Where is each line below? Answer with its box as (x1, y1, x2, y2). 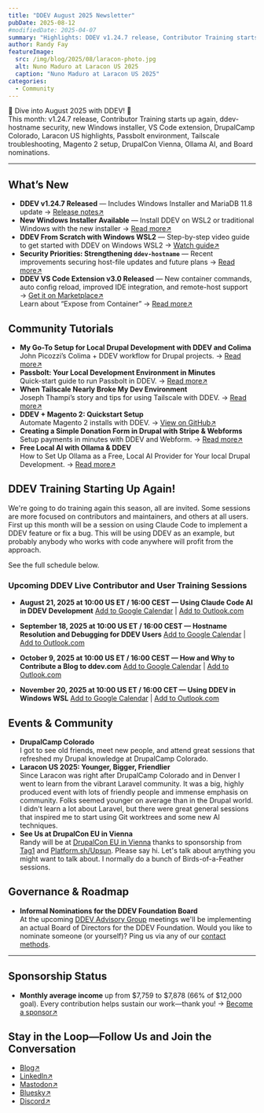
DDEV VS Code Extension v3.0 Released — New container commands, (19, 274, 252, 284)
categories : (8, 77, 47, 85)
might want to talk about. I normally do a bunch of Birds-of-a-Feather (19, 854, 244, 863)
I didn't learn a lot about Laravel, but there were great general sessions (19, 803, 249, 814)
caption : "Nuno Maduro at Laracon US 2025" (15, 70, 159, 78)
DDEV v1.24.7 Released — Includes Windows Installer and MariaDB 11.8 (19, 199, 253, 208)
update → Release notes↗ (19, 208, 104, 217)
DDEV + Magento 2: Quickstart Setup (19, 410, 144, 419)
